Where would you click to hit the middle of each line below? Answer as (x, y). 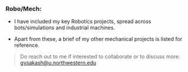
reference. (27, 45)
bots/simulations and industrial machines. (65, 28)
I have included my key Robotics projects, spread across (83, 22)
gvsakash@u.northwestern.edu (58, 63)
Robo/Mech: (24, 9)
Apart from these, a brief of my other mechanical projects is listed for (98, 39)
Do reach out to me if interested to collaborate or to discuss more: (100, 57)
